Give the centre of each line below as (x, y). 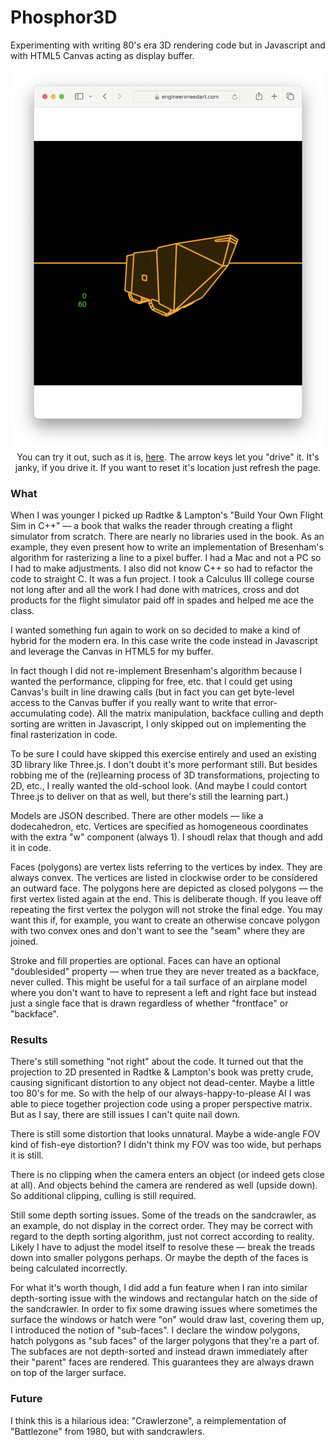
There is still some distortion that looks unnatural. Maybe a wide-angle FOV (165, 1134)
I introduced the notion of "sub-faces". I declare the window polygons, (155, 1330)
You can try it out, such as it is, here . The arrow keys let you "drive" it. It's (168, 457)
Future (26, 1399)
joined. (24, 942)
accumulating (38, 713)
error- (265, 703)
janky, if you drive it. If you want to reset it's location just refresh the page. (168, 467)
